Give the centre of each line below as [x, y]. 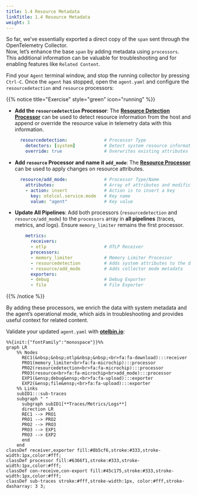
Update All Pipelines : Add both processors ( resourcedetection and [96, 213]
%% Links [27, 389]
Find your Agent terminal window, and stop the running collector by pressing [98, 76]
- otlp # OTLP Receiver [87, 247]
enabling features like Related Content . [53, 64]
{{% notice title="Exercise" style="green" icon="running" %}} [81, 99]
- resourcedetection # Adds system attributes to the [108, 263]
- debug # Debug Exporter [88, 280]
